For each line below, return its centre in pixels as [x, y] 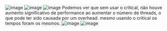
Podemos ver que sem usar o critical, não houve [112, 8]
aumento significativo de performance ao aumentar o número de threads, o [83, 13]
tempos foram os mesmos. [33, 23]
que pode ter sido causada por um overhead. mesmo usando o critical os [81, 18]
